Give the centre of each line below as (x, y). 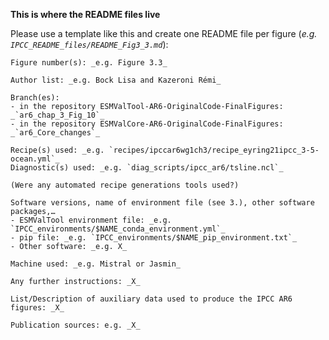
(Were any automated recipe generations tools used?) (125, 185)
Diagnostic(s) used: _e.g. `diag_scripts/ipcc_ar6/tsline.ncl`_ (147, 168)
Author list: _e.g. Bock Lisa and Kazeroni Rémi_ (116, 80)
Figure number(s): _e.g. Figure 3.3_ (89, 63)
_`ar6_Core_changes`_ (55, 133)
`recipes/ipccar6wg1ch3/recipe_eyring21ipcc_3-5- (214, 150)
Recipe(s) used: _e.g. (57, 150)
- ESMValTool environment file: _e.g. (91, 220)
